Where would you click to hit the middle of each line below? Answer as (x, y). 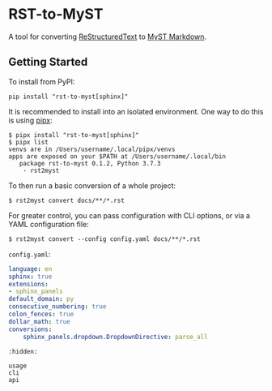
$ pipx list (28, 142)
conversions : (30, 329)
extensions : (28, 284)
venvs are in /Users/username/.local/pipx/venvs (92, 149)
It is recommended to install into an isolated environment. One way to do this (136, 111)
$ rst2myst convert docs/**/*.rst (67, 200)
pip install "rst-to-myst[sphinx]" (68, 97)
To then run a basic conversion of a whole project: (92, 185)
